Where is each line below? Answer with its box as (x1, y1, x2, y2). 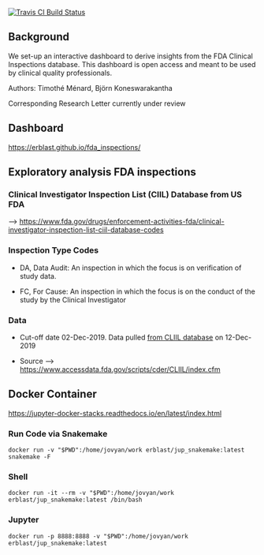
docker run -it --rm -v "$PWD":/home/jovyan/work (8, 489, 175, 497)
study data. (19, 271, 57, 280)
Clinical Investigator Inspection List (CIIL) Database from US (8, 189, 243, 200)
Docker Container (8, 388, 97, 401)
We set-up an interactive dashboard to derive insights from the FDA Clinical (8, 51, 254, 61)
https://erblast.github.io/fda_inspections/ (8, 142, 141, 152)
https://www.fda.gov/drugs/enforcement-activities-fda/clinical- (19, 217, 225, 227)
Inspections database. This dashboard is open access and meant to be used (8, 59, 256, 69)
